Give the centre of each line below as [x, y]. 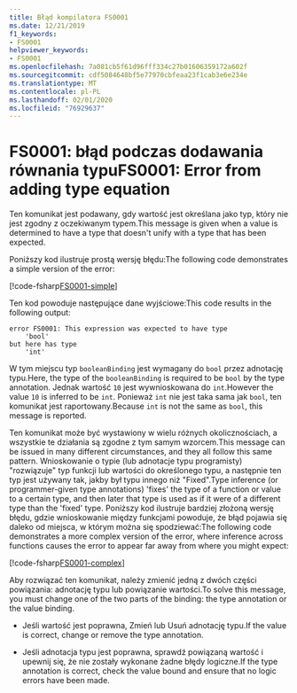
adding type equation [90, 189]
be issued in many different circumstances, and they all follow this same [141, 452]
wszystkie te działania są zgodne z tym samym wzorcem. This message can [147, 442]
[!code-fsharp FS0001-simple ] [63, 286]
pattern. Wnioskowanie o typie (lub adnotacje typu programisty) [126, 461]
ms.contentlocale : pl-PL [55, 91]
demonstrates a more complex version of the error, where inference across [146, 536]
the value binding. [42, 609]
